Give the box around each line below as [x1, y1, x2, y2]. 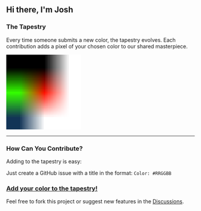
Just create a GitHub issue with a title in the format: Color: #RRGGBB [6, 169, 172, 176]
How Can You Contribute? [6, 144, 83, 152]
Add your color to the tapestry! [6, 184, 98, 192]
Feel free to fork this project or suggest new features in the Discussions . [6, 198, 184, 205]
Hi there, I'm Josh [6, 5, 74, 15]
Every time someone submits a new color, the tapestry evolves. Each [6, 36, 176, 44]
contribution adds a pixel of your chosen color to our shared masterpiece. [6, 42, 188, 50]
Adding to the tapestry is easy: [6, 158, 82, 165]
